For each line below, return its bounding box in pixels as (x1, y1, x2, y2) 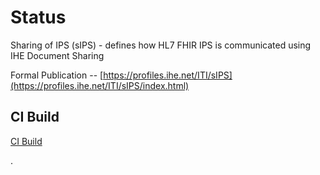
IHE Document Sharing (10, 49, 105, 61)
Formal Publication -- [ (10, 69, 104, 81)
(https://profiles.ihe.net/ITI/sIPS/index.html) (10, 79, 190, 91)
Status (10, 6, 67, 29)
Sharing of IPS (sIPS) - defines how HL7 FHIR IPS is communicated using (10, 39, 312, 51)
